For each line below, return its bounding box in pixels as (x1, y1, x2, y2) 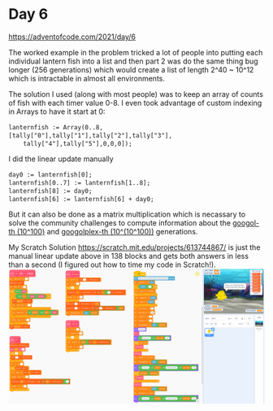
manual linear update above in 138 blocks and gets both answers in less (8, 251, 249, 260)
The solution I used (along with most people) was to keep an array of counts (8, 89, 264, 98)
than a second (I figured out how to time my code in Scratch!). (8, 260, 217, 269)
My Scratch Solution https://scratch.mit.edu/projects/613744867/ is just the (8, 242, 261, 252)
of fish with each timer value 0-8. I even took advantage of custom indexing (8, 98, 262, 107)
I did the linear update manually (8, 154, 114, 164)
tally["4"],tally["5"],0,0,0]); (23, 139, 132, 147)
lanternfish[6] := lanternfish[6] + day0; (8, 195, 154, 203)
